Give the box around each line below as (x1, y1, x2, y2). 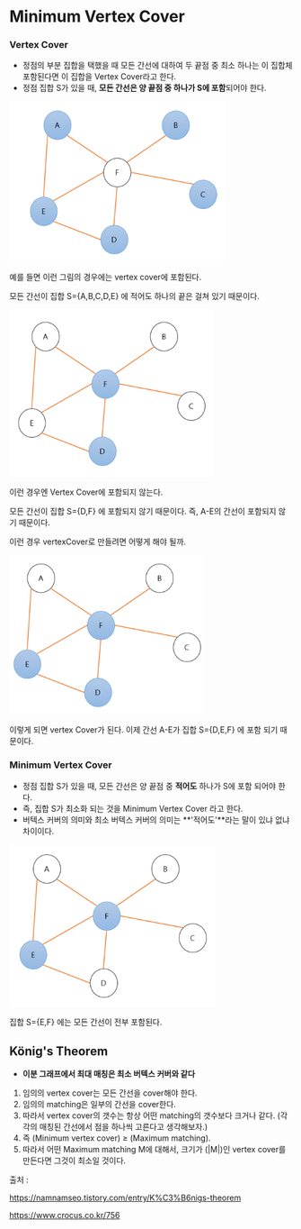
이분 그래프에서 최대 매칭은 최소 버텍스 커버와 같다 (22, 1069, 196, 1079)
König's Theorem (9, 1043, 109, 1059)
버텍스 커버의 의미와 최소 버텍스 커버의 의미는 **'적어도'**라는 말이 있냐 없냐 (22, 814, 290, 825)
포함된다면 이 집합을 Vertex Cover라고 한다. (22, 71, 177, 82)
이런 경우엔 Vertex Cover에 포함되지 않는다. (9, 487, 164, 497)
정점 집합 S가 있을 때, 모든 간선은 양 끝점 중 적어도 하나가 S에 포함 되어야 (22, 780, 277, 791)
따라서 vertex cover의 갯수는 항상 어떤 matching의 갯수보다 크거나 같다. (22, 1110, 276, 1121)
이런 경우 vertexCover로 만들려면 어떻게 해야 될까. (9, 536, 187, 547)
